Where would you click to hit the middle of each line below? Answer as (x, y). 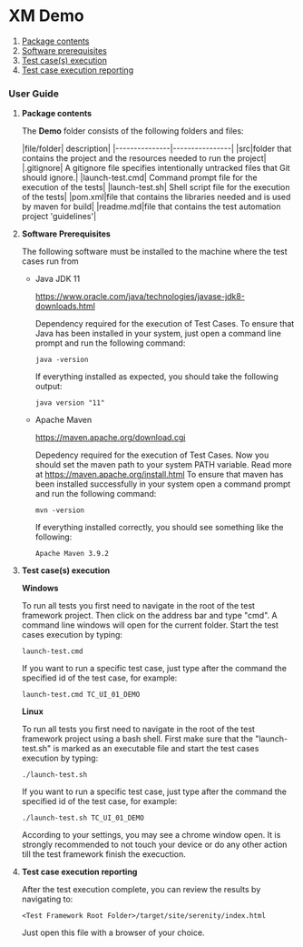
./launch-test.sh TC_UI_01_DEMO (83, 818)
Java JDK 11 (58, 279)
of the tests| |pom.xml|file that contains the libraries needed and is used (156, 197)
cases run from (50, 261)
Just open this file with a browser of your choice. (113, 932)
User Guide (34, 94)
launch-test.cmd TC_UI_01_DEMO (81, 695)
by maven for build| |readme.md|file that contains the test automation (151, 207)
